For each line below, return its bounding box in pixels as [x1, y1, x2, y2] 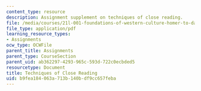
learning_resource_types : [6, 31, 71, 37]
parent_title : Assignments [6, 48, 74, 54]
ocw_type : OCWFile [6, 43, 52, 48]
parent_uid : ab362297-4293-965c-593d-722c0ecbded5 [6, 59, 135, 65]
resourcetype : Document [6, 64, 66, 71]
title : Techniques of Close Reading [6, 70, 98, 76]
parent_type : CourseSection [6, 53, 77, 59]
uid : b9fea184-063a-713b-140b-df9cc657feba [6, 75, 117, 81]
